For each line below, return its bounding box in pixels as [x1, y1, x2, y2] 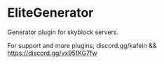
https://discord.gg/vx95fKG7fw [7, 49, 97, 57]
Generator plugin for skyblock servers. [7, 28, 119, 36]
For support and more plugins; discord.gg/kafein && [7, 41, 157, 49]
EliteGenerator [7, 5, 94, 21]
